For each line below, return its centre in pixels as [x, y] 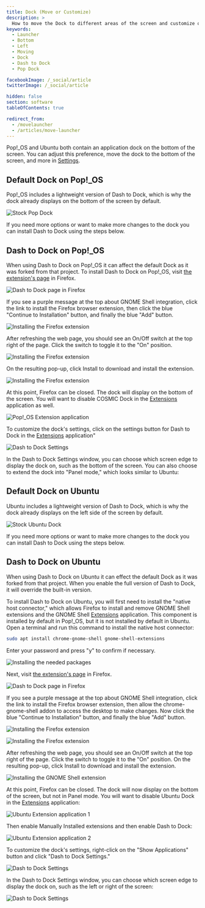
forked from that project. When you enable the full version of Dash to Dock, [101, 583]
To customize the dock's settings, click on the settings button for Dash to [98, 429]
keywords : [19, 29]
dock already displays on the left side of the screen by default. [85, 512]
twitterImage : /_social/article [47, 86]
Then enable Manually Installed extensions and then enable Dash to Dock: [99, 826]
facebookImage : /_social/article [49, 80]
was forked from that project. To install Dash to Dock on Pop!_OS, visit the [99, 272]
